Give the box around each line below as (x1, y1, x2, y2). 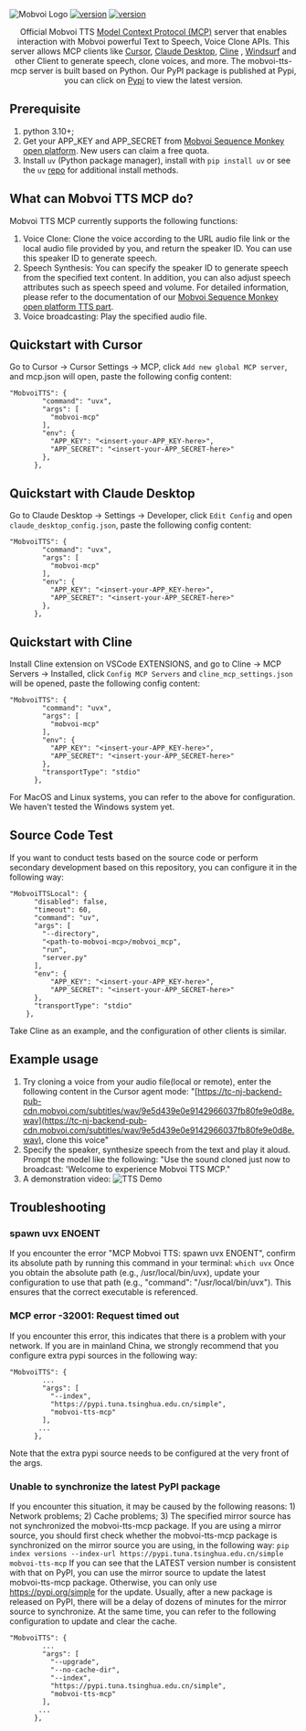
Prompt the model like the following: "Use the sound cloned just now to (22, 1153, 290, 1165)
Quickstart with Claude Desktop (9, 486, 195, 501)
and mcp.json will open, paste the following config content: (9, 371, 232, 382)
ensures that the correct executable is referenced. (9, 1287, 198, 1298)
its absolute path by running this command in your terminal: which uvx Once (9, 1257, 295, 1268)
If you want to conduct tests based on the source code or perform (9, 851, 259, 863)
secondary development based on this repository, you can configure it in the (9, 861, 298, 872)
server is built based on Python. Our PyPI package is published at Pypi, (28, 65, 297, 76)
